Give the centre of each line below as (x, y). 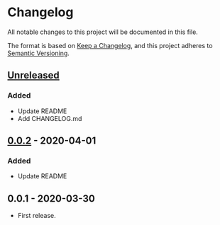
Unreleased (34, 75)
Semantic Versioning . (38, 53)
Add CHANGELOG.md (50, 118)
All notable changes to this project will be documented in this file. (103, 32)
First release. (37, 216)
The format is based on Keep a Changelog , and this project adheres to (110, 45)
